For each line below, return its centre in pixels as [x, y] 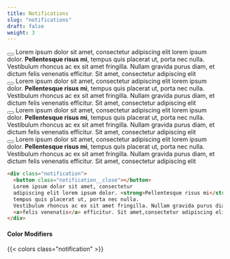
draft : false [26, 26]
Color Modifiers [30, 234]
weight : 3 [21, 33]
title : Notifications [38, 13]
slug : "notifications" [39, 20]
